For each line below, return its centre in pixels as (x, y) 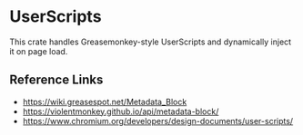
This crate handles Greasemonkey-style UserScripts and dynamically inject (151, 42)
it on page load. (39, 51)
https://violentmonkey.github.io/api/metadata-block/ (121, 111)
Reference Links (56, 80)
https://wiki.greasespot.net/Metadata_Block (105, 101)
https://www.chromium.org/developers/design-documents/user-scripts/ (158, 121)
